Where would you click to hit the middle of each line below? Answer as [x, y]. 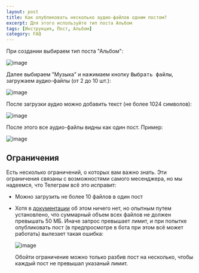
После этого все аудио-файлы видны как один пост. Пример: [85, 127]
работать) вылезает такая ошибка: [59, 233]
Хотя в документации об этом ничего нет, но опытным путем [93, 208]
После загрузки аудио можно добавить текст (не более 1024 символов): [99, 104]
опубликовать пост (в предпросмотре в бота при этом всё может [99, 227]
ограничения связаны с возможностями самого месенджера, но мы [94, 178]
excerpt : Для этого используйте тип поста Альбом [69, 23]
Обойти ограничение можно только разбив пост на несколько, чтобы [104, 257]
